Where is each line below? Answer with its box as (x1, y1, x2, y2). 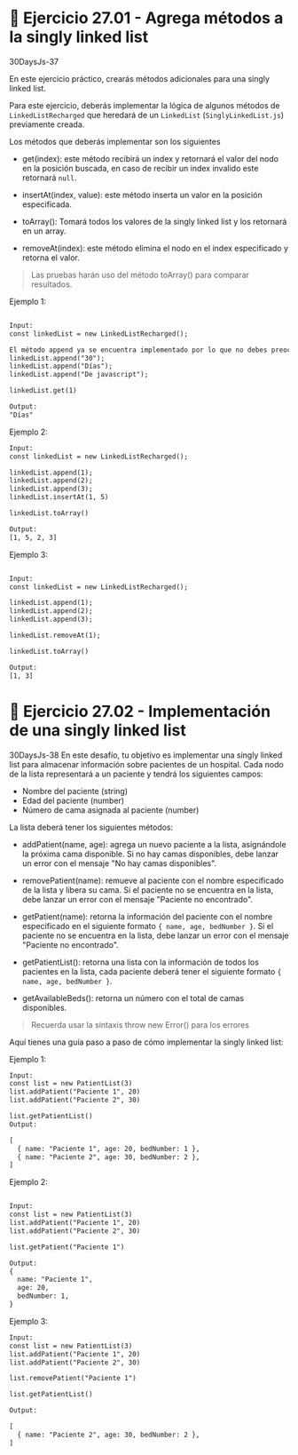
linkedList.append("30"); (9, 354, 105, 362)
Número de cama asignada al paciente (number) (21, 804, 200, 815)
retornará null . (21, 172, 77, 183)
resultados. (30, 279, 73, 290)
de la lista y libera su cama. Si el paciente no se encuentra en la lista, (21, 884, 274, 895)
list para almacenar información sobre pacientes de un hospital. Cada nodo (9, 759, 284, 769)
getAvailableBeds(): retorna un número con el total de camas (21, 992, 245, 1003)
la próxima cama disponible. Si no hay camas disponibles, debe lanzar (21, 848, 279, 859)
